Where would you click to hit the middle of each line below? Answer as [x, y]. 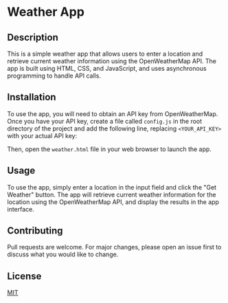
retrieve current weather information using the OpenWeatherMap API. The [112, 61]
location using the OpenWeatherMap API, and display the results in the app [113, 202]
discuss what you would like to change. [63, 254]
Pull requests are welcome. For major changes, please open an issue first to [114, 247]
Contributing [35, 231]
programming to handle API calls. [54, 76]
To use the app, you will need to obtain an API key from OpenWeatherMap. [113, 113]
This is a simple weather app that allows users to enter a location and [105, 54]
